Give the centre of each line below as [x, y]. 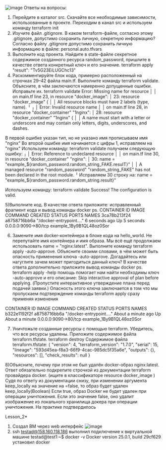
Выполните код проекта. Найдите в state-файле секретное [75, 54]
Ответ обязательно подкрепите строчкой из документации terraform [78, 370]
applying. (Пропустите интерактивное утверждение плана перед [81, 283]
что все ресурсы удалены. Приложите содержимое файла [74, 334]
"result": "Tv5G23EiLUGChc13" [44, 70]
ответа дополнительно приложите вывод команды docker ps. [77, 267]
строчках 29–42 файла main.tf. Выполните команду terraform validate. [86, 81]
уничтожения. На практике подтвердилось [51, 407]
